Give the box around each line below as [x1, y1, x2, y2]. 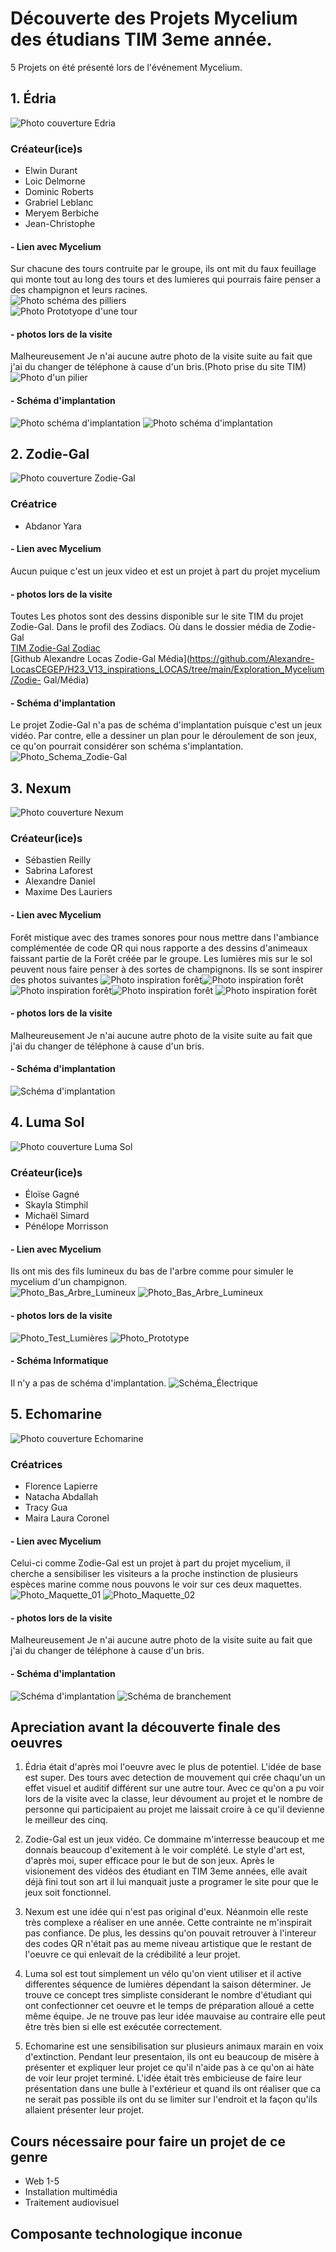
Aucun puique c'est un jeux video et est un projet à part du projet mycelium [10, 565, 321, 577]
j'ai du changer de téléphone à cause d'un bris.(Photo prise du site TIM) [10, 361, 307, 373]
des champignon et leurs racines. [10, 284, 148, 296]
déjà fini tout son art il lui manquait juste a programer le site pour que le [24, 1876, 319, 1888]
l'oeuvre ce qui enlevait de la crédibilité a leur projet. [24, 1948, 241, 1961]
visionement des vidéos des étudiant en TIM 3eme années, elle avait [24, 1865, 308, 1877]
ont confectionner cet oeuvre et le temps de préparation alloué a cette [24, 2000, 315, 2012]
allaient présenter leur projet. [24, 2104, 145, 2116]
